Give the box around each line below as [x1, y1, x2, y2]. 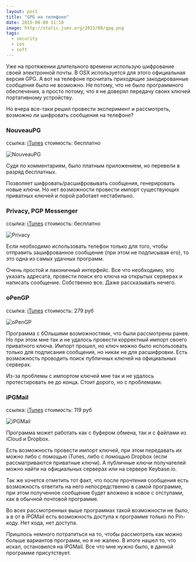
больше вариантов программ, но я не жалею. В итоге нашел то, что [6, 537, 177, 544]
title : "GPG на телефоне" [6, 14, 69, 20]
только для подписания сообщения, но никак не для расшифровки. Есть [6, 348, 188, 355]
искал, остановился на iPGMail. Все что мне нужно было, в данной [6, 543, 174, 550]
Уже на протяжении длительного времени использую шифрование [6, 63, 174, 70]
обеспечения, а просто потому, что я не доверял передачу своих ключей [6, 87, 191, 94]
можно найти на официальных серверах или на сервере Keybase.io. [6, 465, 177, 472]
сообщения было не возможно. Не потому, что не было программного [6, 81, 184, 88]
